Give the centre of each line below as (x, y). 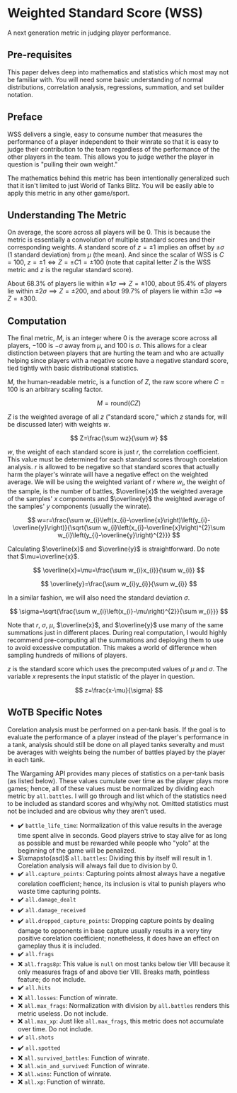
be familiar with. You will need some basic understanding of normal (105, 79)
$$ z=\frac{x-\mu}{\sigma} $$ (119, 690)
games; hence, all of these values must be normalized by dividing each (111, 788)
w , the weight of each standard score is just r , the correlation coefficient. (114, 452)
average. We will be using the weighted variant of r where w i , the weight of (116, 483)
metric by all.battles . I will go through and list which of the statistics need (117, 796)
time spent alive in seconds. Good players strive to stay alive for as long (122, 835)
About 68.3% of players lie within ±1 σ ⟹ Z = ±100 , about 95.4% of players (117, 284)
